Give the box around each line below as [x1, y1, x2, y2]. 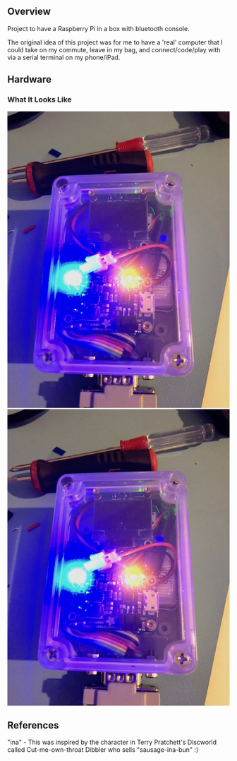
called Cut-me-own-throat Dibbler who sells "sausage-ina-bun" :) [7, 745, 199, 754]
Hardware [7, 73, 51, 85]
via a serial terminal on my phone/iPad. [7, 53, 121, 61]
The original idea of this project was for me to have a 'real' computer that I [7, 38, 224, 47]
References [7, 719, 59, 731]
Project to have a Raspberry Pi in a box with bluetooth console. [7, 24, 190, 32]
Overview [7, 6, 51, 18]
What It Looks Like [7, 95, 72, 104]
